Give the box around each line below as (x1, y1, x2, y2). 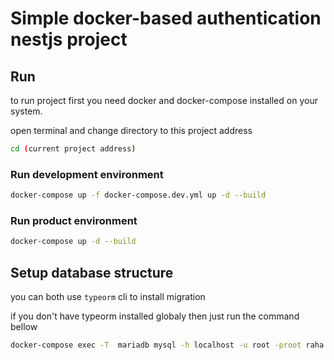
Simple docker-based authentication (10, 7, 322, 30)
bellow (10, 321, 38, 333)
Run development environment (10, 167, 164, 181)
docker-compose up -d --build (10, 237, 137, 247)
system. (10, 105, 43, 117)
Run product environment (10, 213, 138, 227)
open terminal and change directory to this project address (10, 125, 253, 136)
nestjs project (10, 28, 128, 51)
